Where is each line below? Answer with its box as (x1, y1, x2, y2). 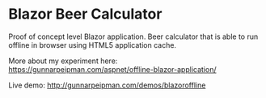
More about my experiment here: (8, 56, 118, 66)
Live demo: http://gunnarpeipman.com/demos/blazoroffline (8, 80, 206, 90)
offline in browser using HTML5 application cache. (8, 40, 176, 49)
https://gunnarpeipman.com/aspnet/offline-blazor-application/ (8, 64, 217, 74)
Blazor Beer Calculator (8, 5, 163, 23)
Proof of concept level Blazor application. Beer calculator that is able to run (8, 32, 259, 41)
